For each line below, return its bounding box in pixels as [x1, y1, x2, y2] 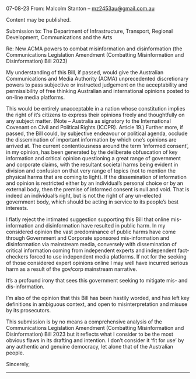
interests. [6, 205, 29, 211]
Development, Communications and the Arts [6, 34, 113, 40]
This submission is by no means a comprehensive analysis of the [6, 318, 162, 325]
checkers [6, 253, 29, 260]
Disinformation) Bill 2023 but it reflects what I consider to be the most [6, 330, 173, 337]
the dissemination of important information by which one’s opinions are [6, 136, 177, 143]
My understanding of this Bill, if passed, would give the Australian [6, 69, 164, 75]
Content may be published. [6, 16, 71, 23]
